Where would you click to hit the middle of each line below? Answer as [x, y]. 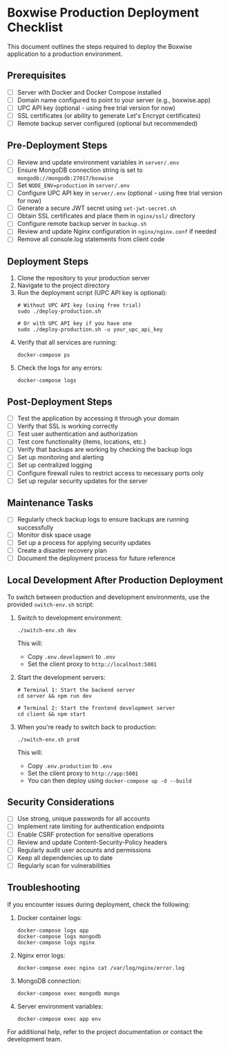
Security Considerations [61, 802]
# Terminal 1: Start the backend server [76, 690]
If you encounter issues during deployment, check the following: [99, 904]
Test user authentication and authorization [77, 434]
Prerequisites [37, 76]
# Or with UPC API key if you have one [75, 324]
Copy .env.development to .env [71, 656]
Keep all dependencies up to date [65, 857]
